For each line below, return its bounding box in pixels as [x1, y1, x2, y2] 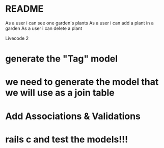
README [5, 3, 44, 15]
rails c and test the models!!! [5, 133, 128, 145]
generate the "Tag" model [5, 53, 118, 65]
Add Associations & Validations [5, 110, 141, 122]
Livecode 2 [5, 35, 29, 41]
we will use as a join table [5, 87, 115, 99]
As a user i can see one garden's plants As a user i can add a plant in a [5, 20, 154, 26]
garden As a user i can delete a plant [5, 25, 83, 31]
